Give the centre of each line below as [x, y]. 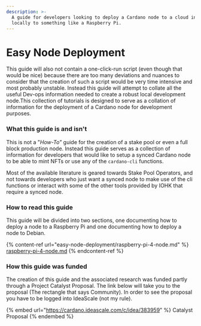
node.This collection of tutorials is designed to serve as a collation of [91, 101]
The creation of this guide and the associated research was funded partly [97, 279]
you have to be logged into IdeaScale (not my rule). [69, 298]
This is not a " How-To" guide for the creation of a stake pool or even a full [97, 142]
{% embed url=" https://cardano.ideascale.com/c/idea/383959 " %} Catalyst [100, 310]
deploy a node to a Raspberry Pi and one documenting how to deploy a [94, 226]
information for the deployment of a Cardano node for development [89, 107]
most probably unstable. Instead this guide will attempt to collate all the [94, 88]
